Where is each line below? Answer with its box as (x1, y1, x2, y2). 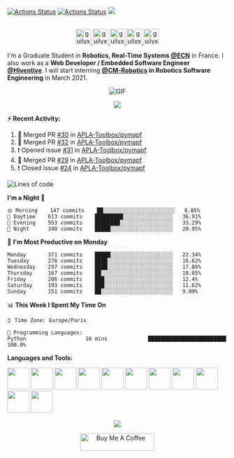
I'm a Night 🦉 (7, 193, 45, 202)
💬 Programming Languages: (7, 329, 82, 336)
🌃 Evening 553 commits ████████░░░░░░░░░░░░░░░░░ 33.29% (7, 219, 201, 226)
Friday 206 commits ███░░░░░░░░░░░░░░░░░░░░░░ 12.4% (7, 276, 198, 283)
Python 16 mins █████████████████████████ (7, 335, 227, 342)
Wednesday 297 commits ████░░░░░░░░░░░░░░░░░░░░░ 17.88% (7, 263, 201, 270)
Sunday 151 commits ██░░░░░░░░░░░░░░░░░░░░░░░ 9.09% (7, 288, 198, 295)
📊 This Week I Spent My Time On (7, 301, 106, 309)
